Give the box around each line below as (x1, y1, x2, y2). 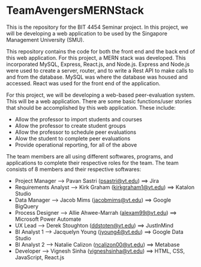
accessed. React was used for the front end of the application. (6, 79, 161, 87)
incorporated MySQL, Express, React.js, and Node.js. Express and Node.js (6, 61, 190, 68)
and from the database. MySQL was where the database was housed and (6, 73, 188, 80)
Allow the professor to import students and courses (14, 115, 143, 123)
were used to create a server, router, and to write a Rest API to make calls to (6, 67, 194, 74)
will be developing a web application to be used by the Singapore (6, 29, 168, 37)
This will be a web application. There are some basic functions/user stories (6, 97, 192, 105)
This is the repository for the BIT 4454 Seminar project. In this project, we (6, 23, 188, 31)
